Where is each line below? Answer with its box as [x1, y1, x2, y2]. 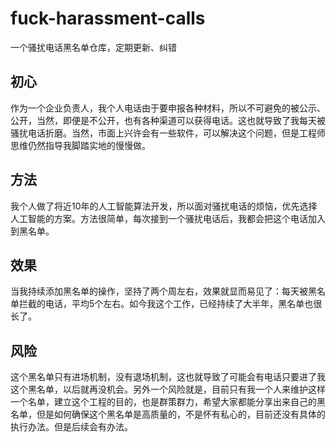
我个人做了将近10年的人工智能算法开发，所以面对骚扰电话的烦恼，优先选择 [10, 200, 318, 212]
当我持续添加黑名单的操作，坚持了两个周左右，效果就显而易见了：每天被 [10, 285, 308, 297]
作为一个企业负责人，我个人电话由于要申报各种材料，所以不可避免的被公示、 [10, 102, 326, 114]
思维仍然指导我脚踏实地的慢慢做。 [10, 139, 151, 151]
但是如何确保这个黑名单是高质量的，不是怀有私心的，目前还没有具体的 [36, 408, 326, 421]
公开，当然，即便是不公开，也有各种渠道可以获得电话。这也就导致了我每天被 [10, 114, 326, 126]
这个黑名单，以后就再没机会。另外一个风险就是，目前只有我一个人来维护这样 [10, 383, 326, 396]
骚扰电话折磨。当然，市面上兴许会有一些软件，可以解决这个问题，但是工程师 [10, 127, 326, 139]
